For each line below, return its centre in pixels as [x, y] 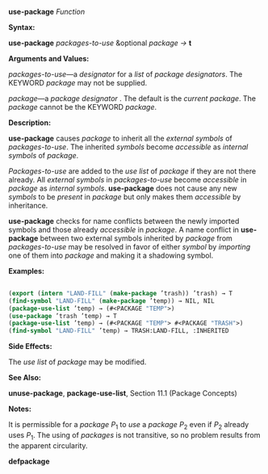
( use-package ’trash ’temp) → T [63, 316]
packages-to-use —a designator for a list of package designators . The [126, 74]
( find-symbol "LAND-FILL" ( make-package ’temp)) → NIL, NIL [112, 301]
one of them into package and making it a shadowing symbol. [111, 255]
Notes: [20, 409]
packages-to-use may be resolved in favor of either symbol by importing [130, 247]
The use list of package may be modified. [77, 362]
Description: [29, 123]
